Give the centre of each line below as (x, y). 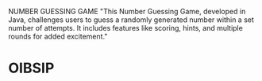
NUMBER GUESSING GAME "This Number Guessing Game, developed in (127, 11)
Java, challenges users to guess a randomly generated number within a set (131, 20)
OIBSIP (31, 68)
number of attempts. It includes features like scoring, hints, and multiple (126, 28)
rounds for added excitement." (58, 36)
